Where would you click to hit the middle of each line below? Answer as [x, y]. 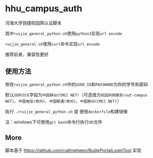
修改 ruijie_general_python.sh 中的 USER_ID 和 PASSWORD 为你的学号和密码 [77, 84]
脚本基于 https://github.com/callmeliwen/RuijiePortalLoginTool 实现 [73, 150]
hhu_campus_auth [44, 9]
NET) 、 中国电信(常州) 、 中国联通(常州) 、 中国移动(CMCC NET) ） [63, 101]
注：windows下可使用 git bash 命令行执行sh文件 [54, 122]
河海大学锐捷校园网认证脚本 [33, 23]
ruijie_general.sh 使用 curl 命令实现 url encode [52, 44]
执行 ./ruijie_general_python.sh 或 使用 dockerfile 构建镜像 [66, 111]
